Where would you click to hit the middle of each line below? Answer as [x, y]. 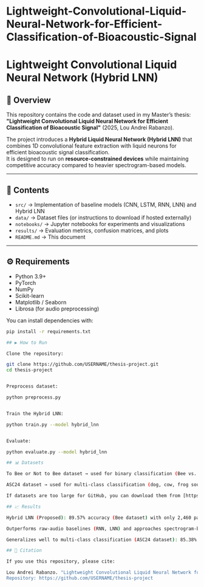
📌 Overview [29, 100]
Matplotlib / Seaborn [41, 302]
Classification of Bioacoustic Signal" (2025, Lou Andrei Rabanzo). [90, 128]
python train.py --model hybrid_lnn [53, 424]
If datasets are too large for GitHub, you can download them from [93, 496]
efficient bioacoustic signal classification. [58, 153]
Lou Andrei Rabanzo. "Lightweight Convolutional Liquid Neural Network [99, 572]
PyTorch [25, 283]
